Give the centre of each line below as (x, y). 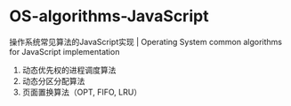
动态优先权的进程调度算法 (69, 70)
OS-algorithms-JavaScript (109, 16)
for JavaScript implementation (65, 51)
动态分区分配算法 (53, 80)
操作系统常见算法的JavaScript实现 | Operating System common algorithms (146, 42)
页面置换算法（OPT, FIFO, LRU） (82, 92)
